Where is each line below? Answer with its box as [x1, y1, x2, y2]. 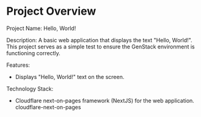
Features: [6, 61, 31, 69]
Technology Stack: [6, 85, 54, 92]
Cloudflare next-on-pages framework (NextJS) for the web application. [15, 97, 194, 104]
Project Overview [6, 4, 97, 18]
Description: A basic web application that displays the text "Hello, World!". [6, 36, 192, 43]
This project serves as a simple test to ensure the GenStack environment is [6, 43, 195, 50]
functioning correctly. [6, 49, 60, 56]
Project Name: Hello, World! [6, 25, 76, 32]
